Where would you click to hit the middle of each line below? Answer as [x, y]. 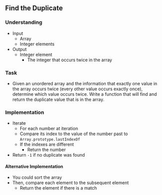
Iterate [19, 123]
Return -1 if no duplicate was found [49, 155]
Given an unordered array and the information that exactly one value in [85, 83]
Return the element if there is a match [58, 188]
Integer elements [37, 44]
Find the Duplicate [34, 8]
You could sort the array [37, 178]
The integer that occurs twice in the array [70, 60]
